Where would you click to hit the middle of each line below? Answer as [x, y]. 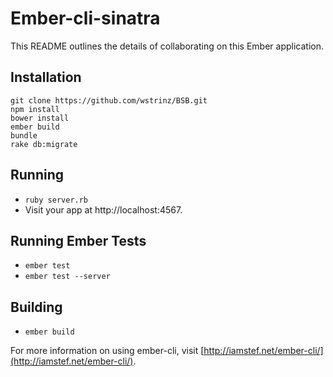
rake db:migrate [44, 144]
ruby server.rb [56, 200]
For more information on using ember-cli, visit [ [107, 351]
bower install [40, 118]
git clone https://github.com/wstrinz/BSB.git [109, 100]
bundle [24, 135]
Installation [46, 77]
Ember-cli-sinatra [85, 18]
